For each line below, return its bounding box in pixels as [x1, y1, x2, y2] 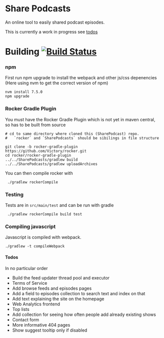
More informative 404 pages [12, 322, 70, 328]
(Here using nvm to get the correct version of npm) [5, 80, 109, 86]
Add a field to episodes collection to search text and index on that [12, 290, 146, 296]
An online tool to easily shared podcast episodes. [5, 19, 105, 25]
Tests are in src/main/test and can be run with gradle [5, 203, 114, 208]
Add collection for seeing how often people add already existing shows [12, 311, 156, 317]
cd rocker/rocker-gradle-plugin [5, 153, 71, 158]
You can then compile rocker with [5, 170, 73, 176]
